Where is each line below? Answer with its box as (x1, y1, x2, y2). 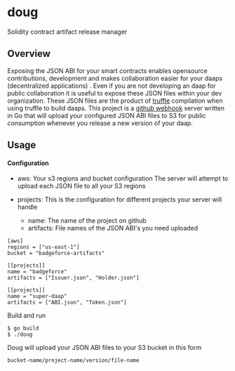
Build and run (7, 311, 46, 320)
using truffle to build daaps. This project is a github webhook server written (7, 103, 225, 112)
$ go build (7, 325, 39, 332)
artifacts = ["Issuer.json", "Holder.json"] (7, 275, 140, 282)
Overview (7, 48, 51, 60)
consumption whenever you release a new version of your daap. (7, 119, 193, 127)
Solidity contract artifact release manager (7, 27, 128, 36)
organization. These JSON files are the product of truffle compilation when (7, 96, 223, 105)
